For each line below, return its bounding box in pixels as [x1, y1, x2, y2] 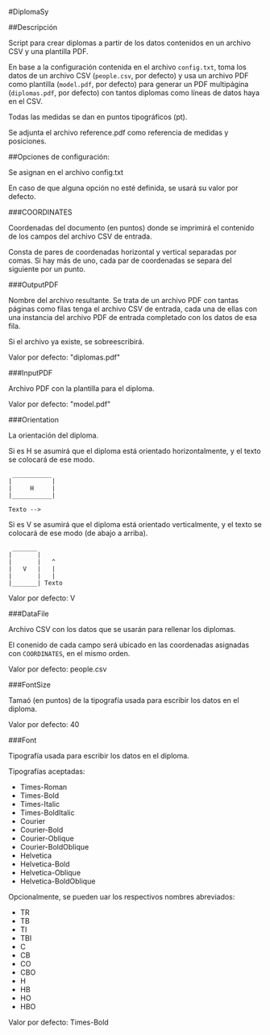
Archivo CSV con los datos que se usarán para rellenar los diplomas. [8, 625, 236, 634]
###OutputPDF [8, 280, 59, 289]
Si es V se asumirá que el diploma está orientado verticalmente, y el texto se [8, 520, 262, 529]
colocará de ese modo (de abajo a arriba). [8, 528, 148, 538]
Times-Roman [19, 782, 68, 792]
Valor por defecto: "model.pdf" [8, 399, 111, 409]
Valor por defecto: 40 [8, 720, 80, 729]
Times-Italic [19, 800, 60, 808]
